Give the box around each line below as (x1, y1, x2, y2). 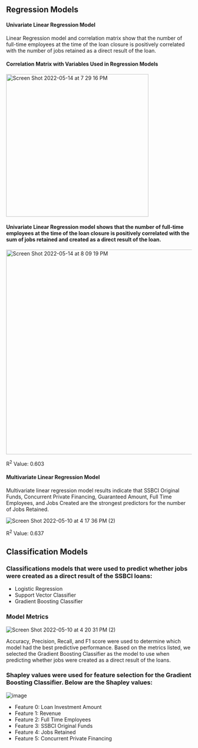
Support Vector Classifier (14, 591, 77, 599)
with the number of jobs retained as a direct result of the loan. (6, 47, 156, 54)
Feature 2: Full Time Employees (14, 715, 91, 723)
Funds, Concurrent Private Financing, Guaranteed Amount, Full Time (6, 493, 172, 500)
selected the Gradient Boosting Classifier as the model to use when (6, 650, 170, 657)
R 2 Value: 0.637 (6, 529, 44, 537)
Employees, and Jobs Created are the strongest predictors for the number (6, 499, 186, 506)
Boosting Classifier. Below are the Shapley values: (6, 678, 153, 687)
